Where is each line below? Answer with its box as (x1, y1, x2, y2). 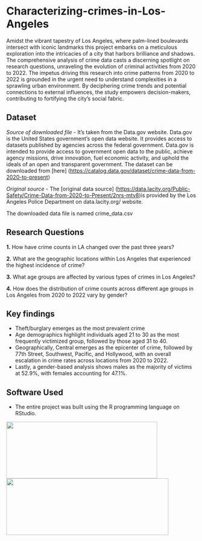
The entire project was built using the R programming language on (14, 403, 180, 410)
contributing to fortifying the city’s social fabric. (6, 95, 124, 102)
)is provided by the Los (139, 192, 196, 199)
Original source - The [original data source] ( (6, 185, 118, 192)
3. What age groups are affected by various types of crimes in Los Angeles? (6, 273, 196, 280)
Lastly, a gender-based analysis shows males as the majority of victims (14, 363, 192, 371)
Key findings (6, 308, 55, 319)
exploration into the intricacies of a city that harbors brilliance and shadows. (6, 50, 195, 57)
